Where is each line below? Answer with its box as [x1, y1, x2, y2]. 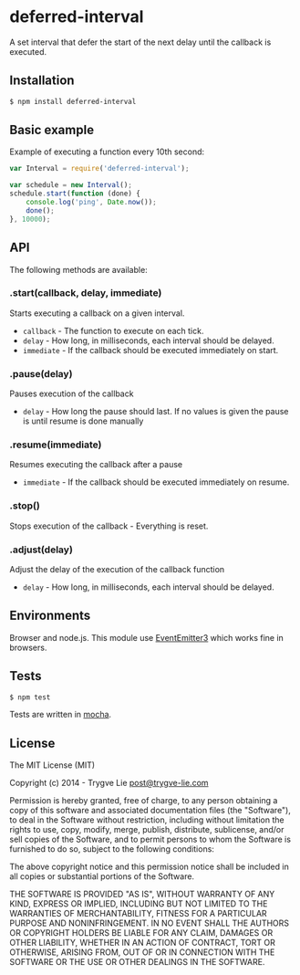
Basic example [9, 122, 94, 138]
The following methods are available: [9, 264, 148, 275]
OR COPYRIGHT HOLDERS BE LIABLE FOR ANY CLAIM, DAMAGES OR [9, 928, 274, 938]
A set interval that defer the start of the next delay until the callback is [9, 37, 272, 47]
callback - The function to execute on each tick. [22, 325, 204, 336]
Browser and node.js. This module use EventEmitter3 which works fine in [9, 632, 284, 643]
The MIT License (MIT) [9, 760, 96, 771]
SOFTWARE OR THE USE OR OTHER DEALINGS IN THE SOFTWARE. [9, 957, 265, 968]
